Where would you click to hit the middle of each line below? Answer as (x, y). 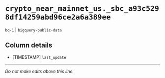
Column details (29, 45)
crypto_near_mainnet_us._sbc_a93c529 (82, 9)
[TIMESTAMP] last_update (39, 57)
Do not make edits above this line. (40, 71)
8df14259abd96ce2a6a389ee (58, 17)
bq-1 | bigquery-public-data (34, 30)
